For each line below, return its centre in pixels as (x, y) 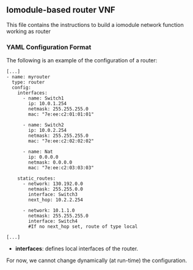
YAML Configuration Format (49, 47)
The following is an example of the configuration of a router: (82, 60)
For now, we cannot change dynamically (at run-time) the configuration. (97, 261)
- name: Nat (38, 152)
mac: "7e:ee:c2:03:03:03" (61, 168)
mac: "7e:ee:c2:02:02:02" (61, 141)
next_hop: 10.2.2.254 (56, 200)
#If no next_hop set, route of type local (83, 227)
